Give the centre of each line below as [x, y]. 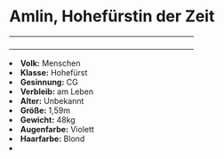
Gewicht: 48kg [48, 119]
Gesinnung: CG [49, 82]
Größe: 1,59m [46, 110]
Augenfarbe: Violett [58, 129]
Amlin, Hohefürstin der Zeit [112, 16]
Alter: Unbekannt [52, 100]
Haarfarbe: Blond [53, 139]
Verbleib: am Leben [57, 91]
